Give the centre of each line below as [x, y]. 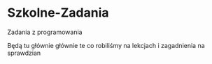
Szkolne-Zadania [58, 13]
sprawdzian [24, 53]
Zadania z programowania [45, 32]
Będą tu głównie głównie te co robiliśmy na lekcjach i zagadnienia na [106, 45]
